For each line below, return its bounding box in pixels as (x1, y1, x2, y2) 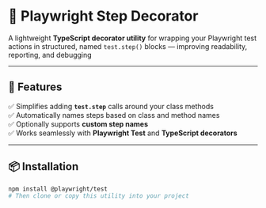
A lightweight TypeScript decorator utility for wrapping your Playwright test (8, 33, 257, 43)
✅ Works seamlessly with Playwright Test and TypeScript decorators (8, 128, 237, 138)
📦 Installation (8, 160, 79, 173)
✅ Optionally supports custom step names (8, 119, 149, 129)
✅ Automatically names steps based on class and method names (8, 110, 220, 119)
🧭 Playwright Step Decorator (8, 7, 199, 25)
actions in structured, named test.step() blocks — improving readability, (8, 41, 248, 51)
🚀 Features (8, 81, 63, 94)
